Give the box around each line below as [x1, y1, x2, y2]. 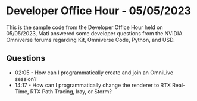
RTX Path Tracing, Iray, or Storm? [30, 87, 112, 95]
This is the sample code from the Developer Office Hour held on [6, 24, 163, 31]
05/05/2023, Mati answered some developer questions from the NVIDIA [6, 30, 183, 37]
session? [14, 75, 37, 82]
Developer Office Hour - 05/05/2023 [6, 4, 192, 18]
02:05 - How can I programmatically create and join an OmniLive [14, 69, 174, 76]
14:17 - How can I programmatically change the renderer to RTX [14, 82, 171, 89]
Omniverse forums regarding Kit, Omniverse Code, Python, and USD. [6, 36, 176, 43]
